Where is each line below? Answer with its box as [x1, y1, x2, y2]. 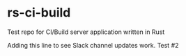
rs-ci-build [7, 5, 71, 21]
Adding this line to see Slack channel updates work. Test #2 [7, 41, 179, 49]
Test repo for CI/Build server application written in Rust [7, 28, 165, 36]
